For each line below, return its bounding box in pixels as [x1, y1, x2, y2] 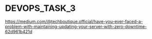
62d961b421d [5, 29, 33, 34]
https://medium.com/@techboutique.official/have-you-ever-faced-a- [5, 19, 143, 24]
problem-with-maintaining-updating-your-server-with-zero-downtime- [5, 23, 147, 29]
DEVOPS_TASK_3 [5, 3, 76, 14]
